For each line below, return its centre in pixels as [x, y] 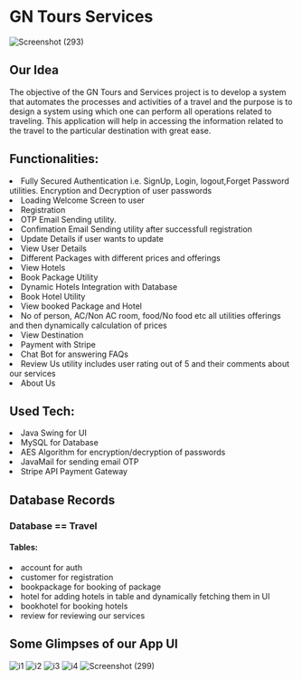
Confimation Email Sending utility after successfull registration [137, 229]
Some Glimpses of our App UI [94, 644]
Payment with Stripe [59, 344]
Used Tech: [42, 411]
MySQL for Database [60, 443]
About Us [38, 383]
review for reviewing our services [83, 615]
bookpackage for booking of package [91, 587]
